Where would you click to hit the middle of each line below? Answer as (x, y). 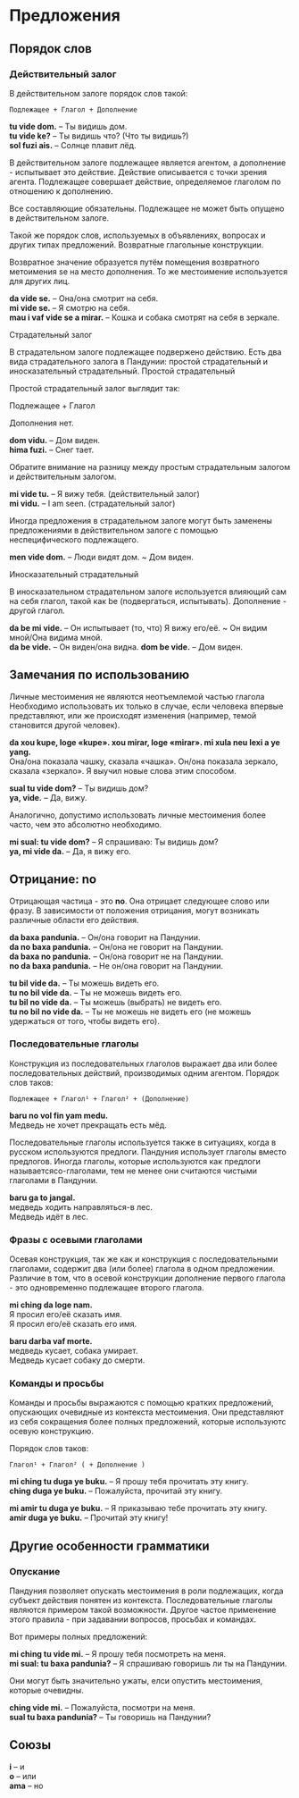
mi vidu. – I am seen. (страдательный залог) (92, 503)
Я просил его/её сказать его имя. (73, 1324)
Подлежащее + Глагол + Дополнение (74, 109)
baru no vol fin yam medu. (59, 1115)
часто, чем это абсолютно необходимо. (86, 824)
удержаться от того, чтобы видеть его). (85, 1021)
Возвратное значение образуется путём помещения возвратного (135, 262)
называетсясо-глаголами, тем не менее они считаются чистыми (133, 1171)
